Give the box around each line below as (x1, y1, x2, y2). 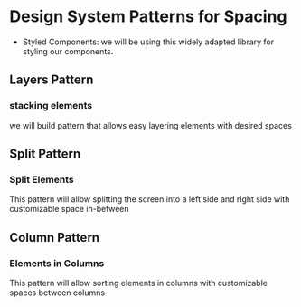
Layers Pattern (9, 72, 94, 88)
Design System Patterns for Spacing (9, 6, 287, 27)
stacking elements (9, 100, 93, 112)
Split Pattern (9, 147, 81, 162)
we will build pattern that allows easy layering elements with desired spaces (9, 120, 292, 130)
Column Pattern (9, 229, 100, 245)
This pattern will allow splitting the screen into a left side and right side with (9, 194, 290, 205)
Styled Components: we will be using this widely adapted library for (22, 36, 275, 47)
